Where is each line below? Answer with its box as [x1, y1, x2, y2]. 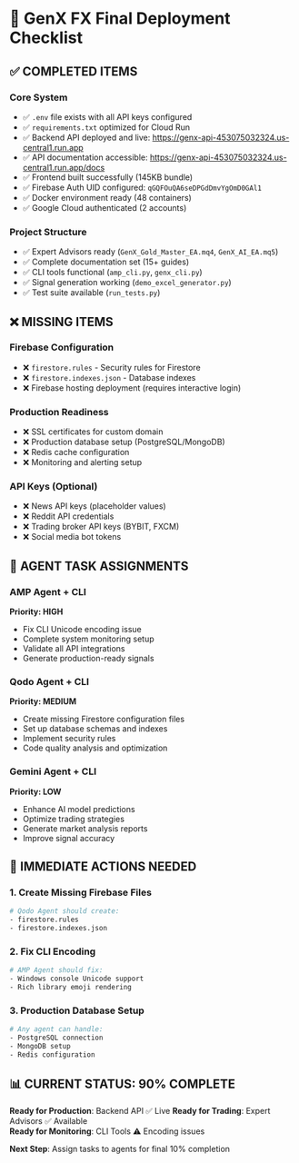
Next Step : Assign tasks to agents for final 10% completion [9, 1143, 230, 1154]
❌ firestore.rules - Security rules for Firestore [22, 362, 202, 373]
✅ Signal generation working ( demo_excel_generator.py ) [22, 277, 232, 288]
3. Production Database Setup [9, 1004, 145, 1017]
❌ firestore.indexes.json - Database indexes [22, 372, 196, 383]
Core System [9, 91, 68, 104]
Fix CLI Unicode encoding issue [22, 624, 143, 635]
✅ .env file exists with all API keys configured [22, 111, 193, 122]
